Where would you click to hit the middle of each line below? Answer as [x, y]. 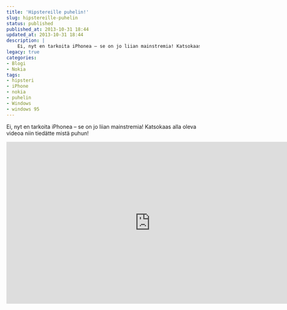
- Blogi [16, 63]
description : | [26, 41]
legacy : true [23, 52]
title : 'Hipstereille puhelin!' [48, 12]
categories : [21, 58]
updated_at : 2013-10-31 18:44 [45, 35]
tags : [13, 75]
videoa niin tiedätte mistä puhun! [48, 133]
